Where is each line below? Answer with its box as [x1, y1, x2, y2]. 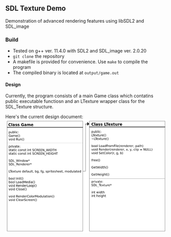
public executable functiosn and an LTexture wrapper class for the [5, 98, 145, 104]
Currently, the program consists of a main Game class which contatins [5, 93, 154, 99]
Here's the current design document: [5, 114, 83, 120]
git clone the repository [12, 53, 65, 60]
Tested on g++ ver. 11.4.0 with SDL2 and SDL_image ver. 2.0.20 [12, 48, 147, 54]
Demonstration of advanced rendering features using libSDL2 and [5, 17, 144, 24]
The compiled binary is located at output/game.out [12, 69, 119, 76]
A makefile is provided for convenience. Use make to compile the [12, 59, 148, 65]
